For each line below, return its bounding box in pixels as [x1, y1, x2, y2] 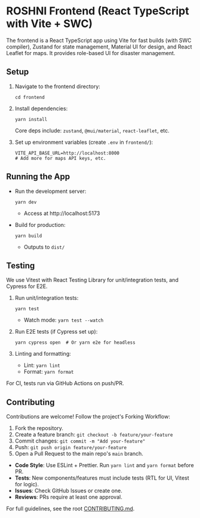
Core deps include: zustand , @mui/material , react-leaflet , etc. [14, 127, 170, 134]
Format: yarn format [23, 368, 74, 375]
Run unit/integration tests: [14, 295, 79, 302]
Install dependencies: [14, 105, 68, 112]
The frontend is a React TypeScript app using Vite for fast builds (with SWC [6, 37, 192, 44]
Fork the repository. [14, 425, 64, 432]
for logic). [14, 481, 39, 488]
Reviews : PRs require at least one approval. [14, 493, 122, 501]
